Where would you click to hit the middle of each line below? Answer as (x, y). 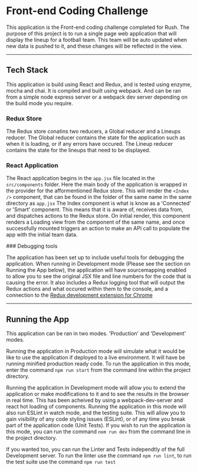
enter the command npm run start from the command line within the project (98, 370)
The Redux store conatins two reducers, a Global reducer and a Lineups (93, 132)
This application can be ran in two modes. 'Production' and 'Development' (96, 333)
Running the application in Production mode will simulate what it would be (96, 351)
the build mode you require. (40, 103)
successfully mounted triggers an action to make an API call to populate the (98, 228)
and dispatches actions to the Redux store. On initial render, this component (98, 216)
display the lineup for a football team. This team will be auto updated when (97, 40)
